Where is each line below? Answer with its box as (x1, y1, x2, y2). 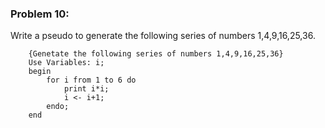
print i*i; (63, 84, 110, 94)
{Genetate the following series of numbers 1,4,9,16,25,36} (28, 49, 284, 59)
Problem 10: (10, 7, 70, 21)
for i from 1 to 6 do (46, 75, 137, 86)
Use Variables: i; (28, 58, 105, 68)
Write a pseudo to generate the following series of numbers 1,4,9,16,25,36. (10, 30, 316, 42)
